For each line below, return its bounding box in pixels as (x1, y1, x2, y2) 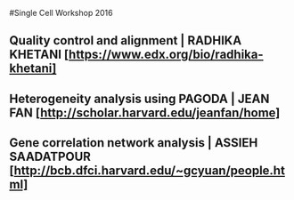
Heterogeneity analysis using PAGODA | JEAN (9, 91, 270, 106)
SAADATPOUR (9, 149, 92, 164)
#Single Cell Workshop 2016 (9, 8, 113, 18)
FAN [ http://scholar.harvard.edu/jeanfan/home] (9, 105, 281, 120)
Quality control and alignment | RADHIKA (9, 33, 242, 48)
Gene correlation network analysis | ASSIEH (9, 135, 258, 150)
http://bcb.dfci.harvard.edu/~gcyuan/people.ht (13, 164, 285, 179)
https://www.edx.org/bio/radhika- (68, 47, 265, 62)
